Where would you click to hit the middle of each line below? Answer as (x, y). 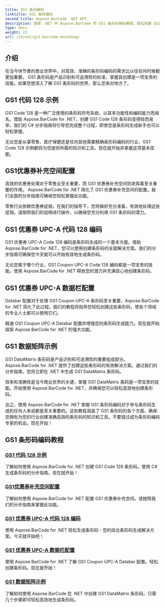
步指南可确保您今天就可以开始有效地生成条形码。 (55, 254)
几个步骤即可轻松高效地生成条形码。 (42, 600)
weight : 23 (16, 32)
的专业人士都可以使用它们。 (33, 313)
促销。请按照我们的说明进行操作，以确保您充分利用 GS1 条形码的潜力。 (77, 212)
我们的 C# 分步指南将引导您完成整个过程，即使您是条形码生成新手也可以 (86, 125)
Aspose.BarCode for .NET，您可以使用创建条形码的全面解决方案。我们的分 (81, 248)
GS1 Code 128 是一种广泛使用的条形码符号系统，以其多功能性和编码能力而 (80, 113)
